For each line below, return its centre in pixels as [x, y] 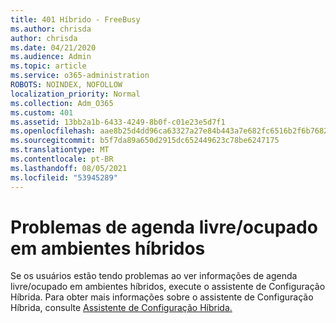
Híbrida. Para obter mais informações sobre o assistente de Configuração [162, 297]
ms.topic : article [48, 66]
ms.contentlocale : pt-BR [62, 159]
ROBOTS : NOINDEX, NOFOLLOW [66, 85]
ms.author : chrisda [51, 29]
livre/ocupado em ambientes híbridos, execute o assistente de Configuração [168, 287]
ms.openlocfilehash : [53, 131]
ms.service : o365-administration [80, 76]
